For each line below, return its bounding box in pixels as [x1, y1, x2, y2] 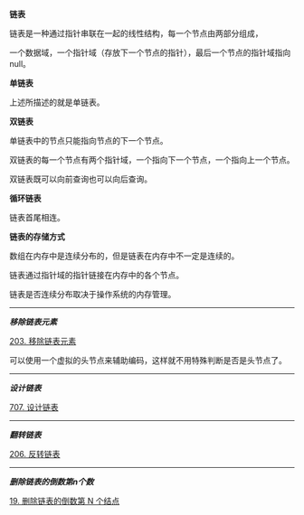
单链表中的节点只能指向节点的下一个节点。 [9, 136, 168, 145]
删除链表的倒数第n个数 [9, 476, 94, 487]
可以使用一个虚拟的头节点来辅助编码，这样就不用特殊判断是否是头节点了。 [9, 355, 287, 365]
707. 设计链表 [9, 402, 59, 412]
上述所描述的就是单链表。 [9, 97, 105, 108]
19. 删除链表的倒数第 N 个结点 [9, 496, 120, 506]
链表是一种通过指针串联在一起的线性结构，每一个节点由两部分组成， [9, 28, 263, 39]
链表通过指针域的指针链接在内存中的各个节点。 [9, 270, 184, 280]
